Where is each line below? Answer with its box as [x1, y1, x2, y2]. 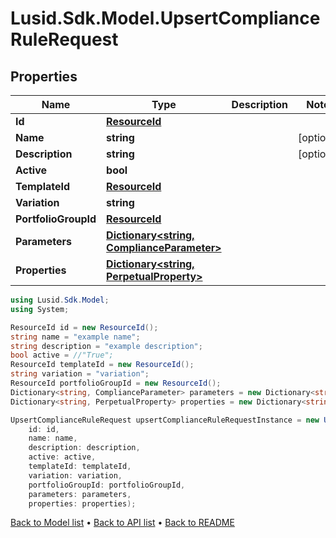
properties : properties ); [28, 498, 137, 509]
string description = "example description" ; [10, 341, 203, 351]
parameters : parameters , [28, 489, 132, 499]
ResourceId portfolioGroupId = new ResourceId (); [10, 378, 222, 388]
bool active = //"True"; [10, 350, 114, 361]
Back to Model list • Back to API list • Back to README [10, 517, 235, 529]
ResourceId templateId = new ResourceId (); [10, 360, 195, 370]
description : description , [28, 443, 141, 453]
